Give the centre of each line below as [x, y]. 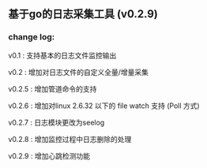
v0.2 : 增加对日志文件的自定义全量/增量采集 [78, 72]
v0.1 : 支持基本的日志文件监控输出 [62, 55]
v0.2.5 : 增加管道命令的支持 [53, 88]
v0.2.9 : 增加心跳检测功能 [49, 155]
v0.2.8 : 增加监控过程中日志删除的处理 [70, 139]
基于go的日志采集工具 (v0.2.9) [83, 14]
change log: [32, 37]
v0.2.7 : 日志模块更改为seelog [56, 122]
